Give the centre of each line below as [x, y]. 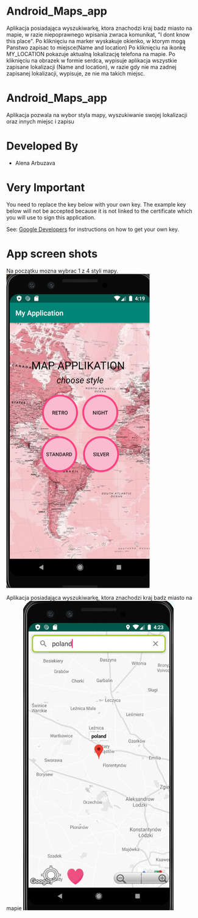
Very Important [46, 188]
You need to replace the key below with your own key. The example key [96, 204]
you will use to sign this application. [51, 217]
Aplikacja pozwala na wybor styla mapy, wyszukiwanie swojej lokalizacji [97, 115]
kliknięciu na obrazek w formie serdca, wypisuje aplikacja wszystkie [92, 60]
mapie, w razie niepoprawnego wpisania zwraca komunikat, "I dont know [98, 34]
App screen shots [52, 254]
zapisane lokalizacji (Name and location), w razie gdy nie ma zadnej [91, 67]
